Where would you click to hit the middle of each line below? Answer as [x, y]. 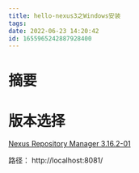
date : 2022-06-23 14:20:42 [54, 31]
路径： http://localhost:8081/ [56, 160]
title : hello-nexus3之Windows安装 [65, 16]
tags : [17, 23]
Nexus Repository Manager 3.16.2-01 [69, 144]
